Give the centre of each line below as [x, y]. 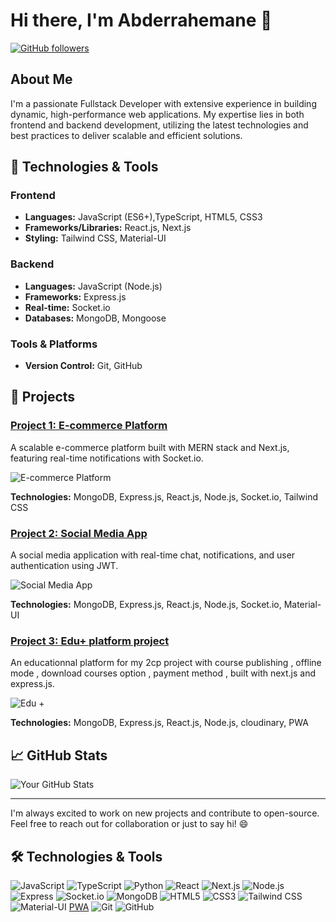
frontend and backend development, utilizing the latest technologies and [159, 125]
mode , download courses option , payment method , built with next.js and [163, 673]
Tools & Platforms [54, 344]
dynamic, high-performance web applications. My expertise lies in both [157, 114]
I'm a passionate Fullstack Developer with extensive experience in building [163, 103]
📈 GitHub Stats [59, 755]
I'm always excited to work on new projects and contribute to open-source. [165, 813]
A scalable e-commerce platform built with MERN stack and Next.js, [150, 447]
